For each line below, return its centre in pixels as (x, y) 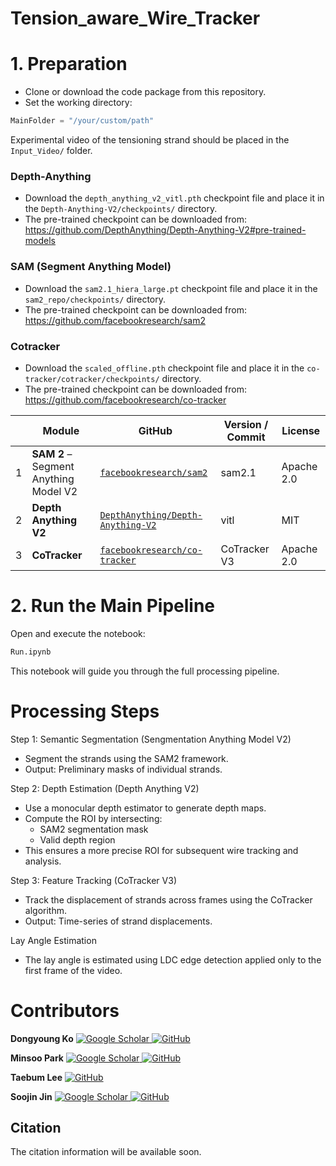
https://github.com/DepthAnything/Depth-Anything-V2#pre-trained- (165, 230)
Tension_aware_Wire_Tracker (135, 18)
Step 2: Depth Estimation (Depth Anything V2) (105, 788)
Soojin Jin (31, 1096)
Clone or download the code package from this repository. (145, 92)
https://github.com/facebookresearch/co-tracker (125, 399)
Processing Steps (85, 711)
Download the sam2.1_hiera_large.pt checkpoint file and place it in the (171, 288)
